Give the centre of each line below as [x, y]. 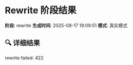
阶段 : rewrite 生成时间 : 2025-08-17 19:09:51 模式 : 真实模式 [66, 25]
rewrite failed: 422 [24, 58]
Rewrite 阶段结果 [41, 10]
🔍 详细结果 [23, 43]
